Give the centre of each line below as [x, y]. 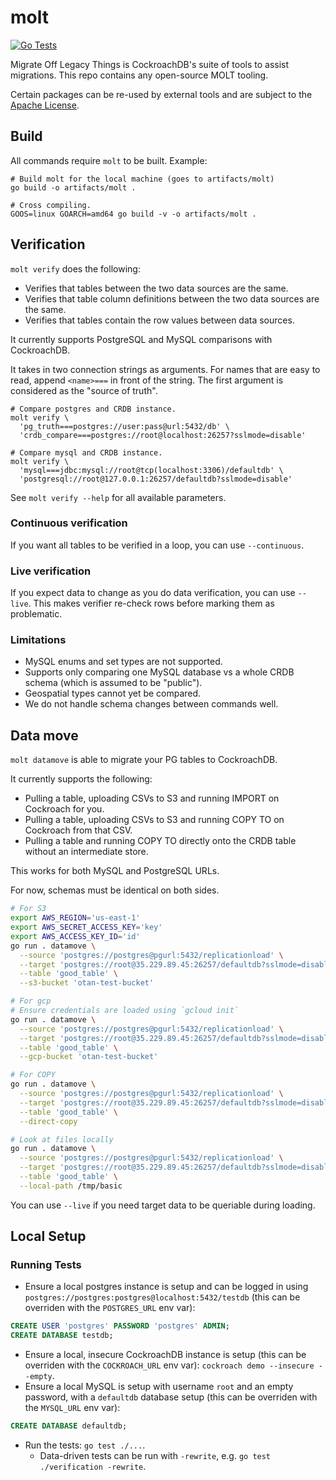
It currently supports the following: [81, 779]
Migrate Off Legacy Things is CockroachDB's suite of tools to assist [150, 64]
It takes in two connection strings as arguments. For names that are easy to [165, 369]
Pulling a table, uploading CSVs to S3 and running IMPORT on [152, 798]
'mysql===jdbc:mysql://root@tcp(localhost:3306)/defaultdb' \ [151, 470]
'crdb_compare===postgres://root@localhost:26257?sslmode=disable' [163, 435]
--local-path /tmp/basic [71, 1186]
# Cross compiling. [51, 205]
